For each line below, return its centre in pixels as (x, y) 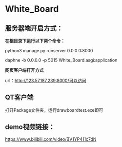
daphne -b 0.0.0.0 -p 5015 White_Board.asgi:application (61, 60)
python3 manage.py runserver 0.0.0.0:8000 (49, 51)
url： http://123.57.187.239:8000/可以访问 (46, 81)
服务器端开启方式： (34, 28)
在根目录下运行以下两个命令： (35, 41)
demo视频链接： (30, 127)
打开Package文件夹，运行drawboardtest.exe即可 (54, 110)
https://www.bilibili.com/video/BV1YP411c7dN (51, 139)
